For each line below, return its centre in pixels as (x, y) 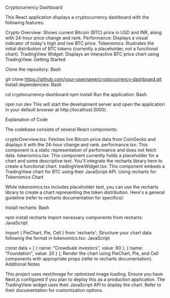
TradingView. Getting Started (36, 59)
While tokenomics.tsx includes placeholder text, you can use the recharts (82, 187)
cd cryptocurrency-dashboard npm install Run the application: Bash (76, 94)
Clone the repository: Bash (33, 69)
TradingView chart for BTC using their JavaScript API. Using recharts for (81, 172)
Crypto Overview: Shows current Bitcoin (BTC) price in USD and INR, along (83, 32)
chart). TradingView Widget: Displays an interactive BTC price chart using (82, 54)
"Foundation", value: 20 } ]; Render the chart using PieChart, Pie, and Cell (82, 253)
